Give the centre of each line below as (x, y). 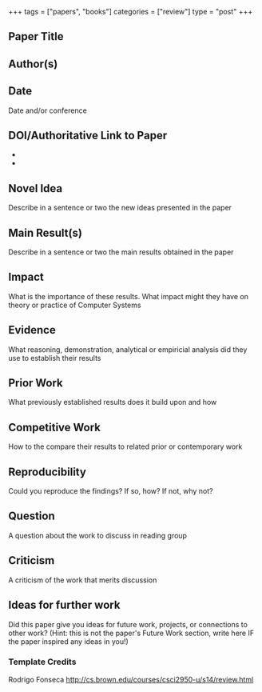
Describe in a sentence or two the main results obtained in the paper (121, 252)
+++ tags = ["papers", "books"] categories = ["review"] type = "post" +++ (131, 12)
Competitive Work (55, 427)
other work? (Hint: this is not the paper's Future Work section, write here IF (131, 633)
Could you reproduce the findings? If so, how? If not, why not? (111, 491)
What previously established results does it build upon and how (113, 402)
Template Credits (42, 662)
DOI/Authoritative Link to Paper (88, 135)
